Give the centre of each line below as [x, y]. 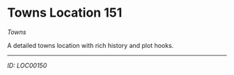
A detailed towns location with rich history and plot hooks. [91, 45]
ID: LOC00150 [27, 65]
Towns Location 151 [65, 13]
